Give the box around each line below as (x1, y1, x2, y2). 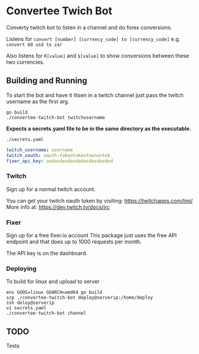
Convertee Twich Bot (6, 4, 113, 18)
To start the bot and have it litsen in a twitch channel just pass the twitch (6, 91, 184, 99)
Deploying (6, 264, 37, 272)
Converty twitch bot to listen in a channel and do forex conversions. (6, 24, 173, 31)
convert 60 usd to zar (6, 42, 63, 48)
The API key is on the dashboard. (6, 249, 88, 256)
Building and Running (6, 76, 88, 86)
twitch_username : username (6, 147, 73, 153)
